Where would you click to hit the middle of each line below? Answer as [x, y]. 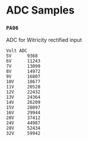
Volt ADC [17, 51]
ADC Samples [40, 10]
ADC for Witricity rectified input [44, 40]
